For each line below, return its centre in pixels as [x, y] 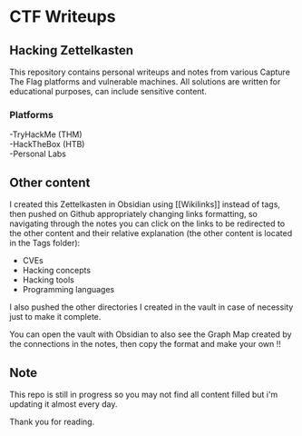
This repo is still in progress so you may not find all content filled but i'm [144, 394]
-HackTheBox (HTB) [47, 144]
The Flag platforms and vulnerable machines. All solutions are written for [145, 82]
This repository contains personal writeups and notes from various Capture [150, 72]
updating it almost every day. [63, 404]
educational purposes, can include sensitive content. [108, 91]
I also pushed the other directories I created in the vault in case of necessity [151, 307]
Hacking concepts [57, 271]
